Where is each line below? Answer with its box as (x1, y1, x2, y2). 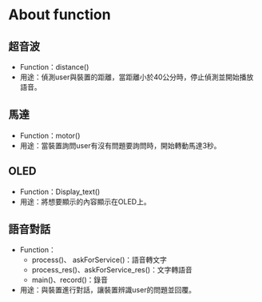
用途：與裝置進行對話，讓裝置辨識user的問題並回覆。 (19, 285, 196, 295)
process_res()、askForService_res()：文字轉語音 (31, 265, 193, 275)
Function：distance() (19, 62, 89, 71)
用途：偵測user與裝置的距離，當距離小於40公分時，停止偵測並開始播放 (19, 72, 254, 82)
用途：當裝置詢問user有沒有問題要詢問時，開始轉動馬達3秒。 (19, 140, 221, 150)
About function (8, 6, 111, 24)
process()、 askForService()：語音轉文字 (31, 255, 168, 265)
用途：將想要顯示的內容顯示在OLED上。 (19, 196, 151, 206)
